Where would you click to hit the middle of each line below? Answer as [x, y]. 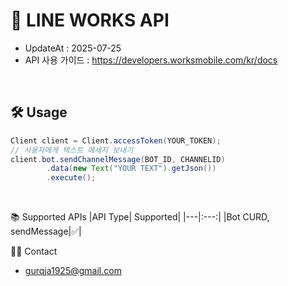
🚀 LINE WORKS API [90, 20]
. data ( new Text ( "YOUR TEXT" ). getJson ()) [131, 169]
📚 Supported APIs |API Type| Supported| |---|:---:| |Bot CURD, [140, 217]
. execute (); [71, 178]
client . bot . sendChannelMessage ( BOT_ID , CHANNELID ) [118, 159]
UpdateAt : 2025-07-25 [73, 48]
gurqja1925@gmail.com [73, 271]
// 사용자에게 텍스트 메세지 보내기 [72, 150]
